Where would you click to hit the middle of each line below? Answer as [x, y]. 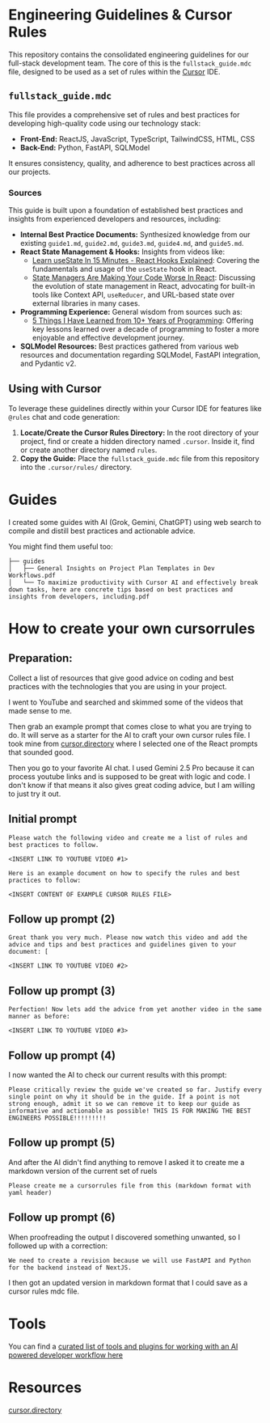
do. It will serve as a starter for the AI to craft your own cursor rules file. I [129, 735]
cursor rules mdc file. [44, 1291]
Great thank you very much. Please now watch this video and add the [128, 938]
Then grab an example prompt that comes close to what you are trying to [130, 726]
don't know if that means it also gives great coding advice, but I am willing [132, 785]
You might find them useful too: [61, 546]
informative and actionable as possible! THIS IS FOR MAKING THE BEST [130, 1111]
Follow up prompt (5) [62, 1143]
